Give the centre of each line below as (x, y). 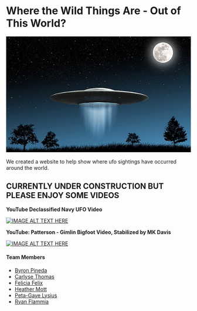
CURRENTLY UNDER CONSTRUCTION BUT (85, 186)
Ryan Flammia (31, 302)
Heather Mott (30, 289)
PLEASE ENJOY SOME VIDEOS (63, 195)
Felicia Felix (28, 283)
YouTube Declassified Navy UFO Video (54, 209)
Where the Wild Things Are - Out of (94, 11)
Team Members (26, 257)
